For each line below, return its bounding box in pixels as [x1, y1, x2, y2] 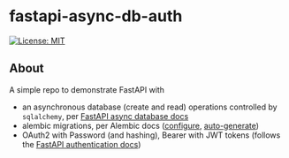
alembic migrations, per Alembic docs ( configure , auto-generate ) [21, 120, 259, 131]
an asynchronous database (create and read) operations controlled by [21, 102, 278, 112]
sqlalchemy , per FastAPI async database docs [21, 110, 189, 121]
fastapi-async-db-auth [9, 6, 183, 26]
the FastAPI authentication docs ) [21, 139, 141, 149]
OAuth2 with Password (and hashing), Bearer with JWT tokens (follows [21, 130, 281, 140]
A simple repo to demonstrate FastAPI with [9, 84, 165, 94]
